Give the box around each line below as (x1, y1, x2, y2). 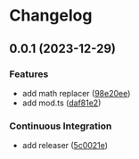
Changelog (9, 5, 93, 26)
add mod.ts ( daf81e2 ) (21, 97, 102, 108)
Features (9, 68, 49, 80)
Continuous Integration (9, 120, 112, 132)
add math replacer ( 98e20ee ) (21, 88, 131, 98)
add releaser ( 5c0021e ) (21, 140, 109, 151)
